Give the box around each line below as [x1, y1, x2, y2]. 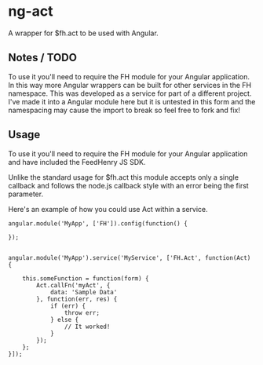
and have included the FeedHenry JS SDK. [8, 157, 146, 166]
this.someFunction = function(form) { [22, 274, 149, 283]
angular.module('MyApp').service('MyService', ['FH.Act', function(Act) [8, 254, 251, 261]
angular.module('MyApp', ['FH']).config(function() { [8, 219, 188, 228]
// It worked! [64, 323, 111, 330]
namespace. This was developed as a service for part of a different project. [8, 89, 252, 98]
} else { [49, 316, 79, 323]
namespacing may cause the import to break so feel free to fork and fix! [8, 105, 241, 115]
